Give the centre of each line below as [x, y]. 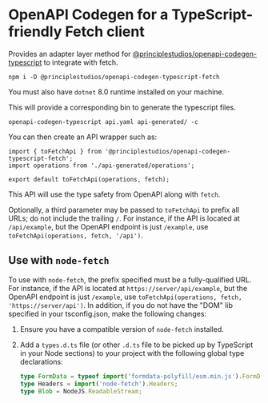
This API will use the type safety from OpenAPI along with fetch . [114, 194]
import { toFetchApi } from [55, 151]
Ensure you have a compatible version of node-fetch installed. [122, 329]
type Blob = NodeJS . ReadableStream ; [81, 391]
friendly [35, 32]
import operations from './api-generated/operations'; [102, 166]
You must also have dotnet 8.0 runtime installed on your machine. [116, 92]
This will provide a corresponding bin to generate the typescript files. [122, 107]
